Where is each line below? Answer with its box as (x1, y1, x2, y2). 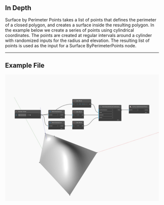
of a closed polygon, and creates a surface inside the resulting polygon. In (5, 22, 155, 28)
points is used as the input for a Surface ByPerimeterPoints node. (5, 42, 137, 48)
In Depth (5, 4, 32, 12)
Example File (5, 61, 45, 70)
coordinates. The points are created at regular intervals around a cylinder (5, 32, 152, 38)
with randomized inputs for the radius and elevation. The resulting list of (5, 37, 150, 43)
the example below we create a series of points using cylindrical (5, 27, 134, 33)
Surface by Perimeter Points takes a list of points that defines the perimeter (5, 17, 157, 22)
